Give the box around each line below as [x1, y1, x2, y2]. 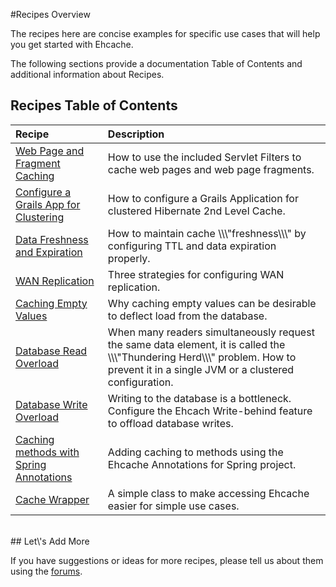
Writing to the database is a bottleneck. [107, 391, 292, 405]
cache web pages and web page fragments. [107, 162, 315, 176]
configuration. [107, 375, 174, 389]
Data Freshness [15, 232, 89, 246]
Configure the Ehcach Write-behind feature [107, 404, 313, 418]
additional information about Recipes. [10, 69, 165, 80]
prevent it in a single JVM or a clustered [107, 362, 295, 376]
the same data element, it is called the [107, 337, 286, 351]
